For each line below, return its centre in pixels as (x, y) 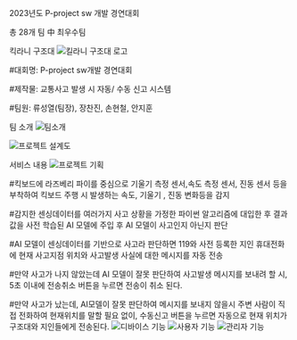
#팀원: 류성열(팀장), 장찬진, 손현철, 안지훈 (81, 108)
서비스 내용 (29, 165)
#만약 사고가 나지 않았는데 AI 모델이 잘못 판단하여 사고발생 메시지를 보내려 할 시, (148, 274)
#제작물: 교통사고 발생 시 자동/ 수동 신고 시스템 (91, 89)
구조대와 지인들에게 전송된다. (59, 327)
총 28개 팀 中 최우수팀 (48, 32)
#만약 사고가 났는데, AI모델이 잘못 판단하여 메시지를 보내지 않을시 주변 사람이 (143, 304)
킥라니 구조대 (32, 51)
